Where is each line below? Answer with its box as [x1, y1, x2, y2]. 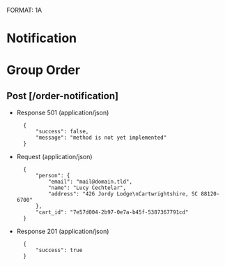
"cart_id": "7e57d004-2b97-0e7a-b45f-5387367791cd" [35, 209, 189, 216]
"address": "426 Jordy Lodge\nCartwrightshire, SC [47, 191, 199, 198]
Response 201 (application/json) [16, 227, 109, 236]
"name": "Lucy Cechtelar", [47, 184, 127, 191]
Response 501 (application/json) [16, 108, 109, 117]
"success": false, [35, 128, 89, 135]
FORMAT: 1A [6, 6, 42, 14]
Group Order [6, 62, 81, 78]
